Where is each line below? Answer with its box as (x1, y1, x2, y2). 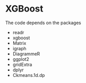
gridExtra (12, 61, 32, 67)
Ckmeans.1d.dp (12, 72, 45, 78)
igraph (12, 45, 26, 51)
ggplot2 (12, 56, 30, 62)
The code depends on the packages (5, 20, 81, 26)
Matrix (12, 40, 26, 46)
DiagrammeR (12, 51, 40, 57)
